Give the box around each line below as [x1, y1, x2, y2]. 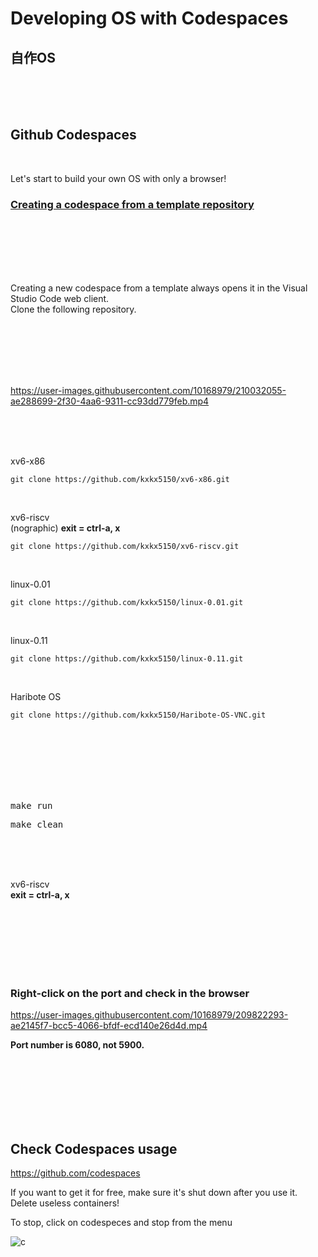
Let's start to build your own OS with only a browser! [10, 172, 227, 184]
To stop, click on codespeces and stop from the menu [10, 1217, 233, 1229]
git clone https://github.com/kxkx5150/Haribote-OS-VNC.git [10, 710, 267, 721]
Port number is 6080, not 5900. [10, 1039, 145, 1051]
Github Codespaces [10, 127, 137, 144]
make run [10, 800, 53, 812]
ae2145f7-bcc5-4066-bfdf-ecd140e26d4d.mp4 [10, 1020, 208, 1032]
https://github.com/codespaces [10, 1167, 141, 1179]
